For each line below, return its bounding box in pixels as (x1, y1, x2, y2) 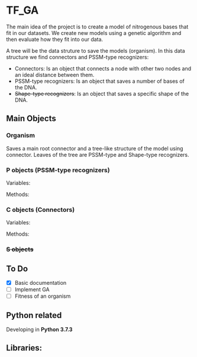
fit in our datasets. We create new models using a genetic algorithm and (6, 29, 182, 36)
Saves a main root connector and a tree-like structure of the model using (6, 144, 183, 152)
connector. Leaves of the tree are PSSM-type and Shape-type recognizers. (6, 151, 189, 158)
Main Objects (6, 114, 56, 124)
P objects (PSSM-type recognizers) (6, 166, 111, 174)
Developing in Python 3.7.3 (6, 326, 73, 333)
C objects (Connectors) (6, 205, 75, 214)
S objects (6, 245, 34, 253)
